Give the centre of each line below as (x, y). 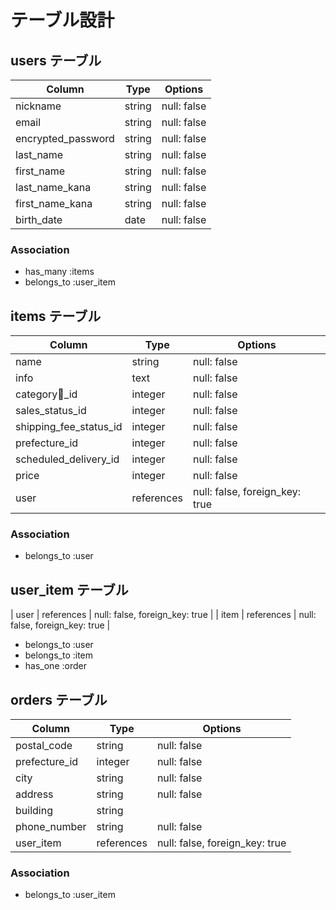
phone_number (51, 827)
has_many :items (59, 272)
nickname (38, 106)
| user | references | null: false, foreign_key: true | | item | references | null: (163, 615)
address (34, 794)
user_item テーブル (69, 589)
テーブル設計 (62, 20)
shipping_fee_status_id (69, 427)
